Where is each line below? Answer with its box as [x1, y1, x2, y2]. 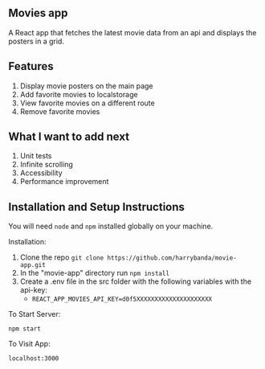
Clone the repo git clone [19, 252, 104, 262]
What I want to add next [8, 130, 130, 144]
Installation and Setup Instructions [8, 200, 185, 214]
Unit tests [19, 151, 52, 161]
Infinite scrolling [19, 160, 74, 170]
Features [8, 59, 54, 73]
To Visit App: [8, 339, 51, 349]
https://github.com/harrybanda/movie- [107, 254, 237, 262]
